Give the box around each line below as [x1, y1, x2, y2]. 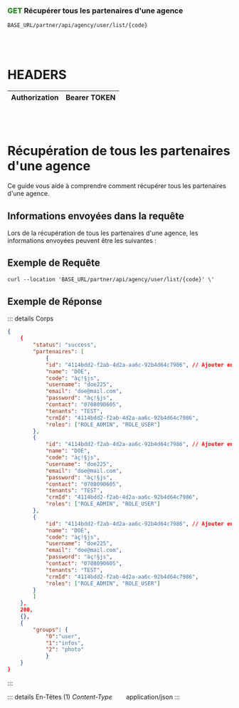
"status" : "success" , [33, 341, 97, 349]
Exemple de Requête [7, 257, 101, 269]
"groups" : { [33, 626, 69, 633]
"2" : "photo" [45, 646, 84, 653]
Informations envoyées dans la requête [7, 209, 185, 222]
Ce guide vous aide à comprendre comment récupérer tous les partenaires [7, 182, 226, 190]
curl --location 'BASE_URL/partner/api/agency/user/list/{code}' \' [7, 276, 215, 283]
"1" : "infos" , [45, 640, 84, 647]
